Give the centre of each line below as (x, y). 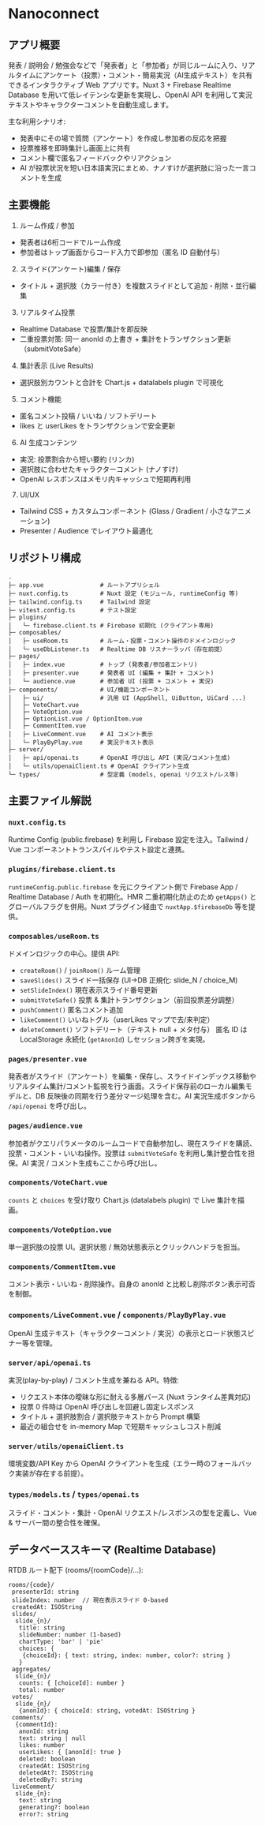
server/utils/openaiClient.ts (66, 1446)
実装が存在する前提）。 (51, 1473)
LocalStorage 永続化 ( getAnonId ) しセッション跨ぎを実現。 (114, 1039)
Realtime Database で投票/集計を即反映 (84, 329)
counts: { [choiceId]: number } (72, 1683)
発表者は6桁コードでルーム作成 (70, 242)
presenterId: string (45, 1592)
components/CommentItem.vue (62, 1267)
